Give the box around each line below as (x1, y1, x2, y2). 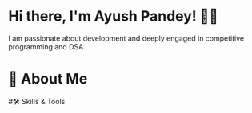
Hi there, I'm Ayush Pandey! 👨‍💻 (8, 7, 218, 25)
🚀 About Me (8, 70, 88, 88)
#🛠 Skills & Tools (8, 96, 66, 106)
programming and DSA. (8, 41, 86, 51)
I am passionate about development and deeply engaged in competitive (8, 33, 245, 43)
